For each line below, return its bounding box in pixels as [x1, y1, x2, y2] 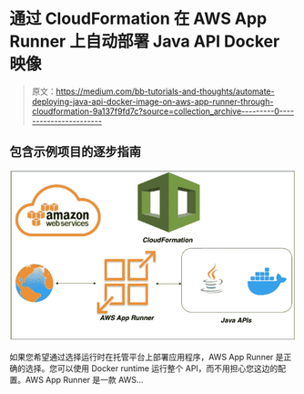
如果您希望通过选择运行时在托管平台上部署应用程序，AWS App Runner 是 [9, 352, 284, 363]
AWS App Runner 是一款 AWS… [25, 375, 144, 386]
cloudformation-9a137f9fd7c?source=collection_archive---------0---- [31, 106, 294, 117]
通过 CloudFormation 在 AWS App [9, 8, 268, 29]
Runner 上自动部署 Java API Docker [9, 31, 280, 52]
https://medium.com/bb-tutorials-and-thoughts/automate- [56, 86, 275, 97]
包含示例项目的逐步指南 [9, 144, 141, 160]
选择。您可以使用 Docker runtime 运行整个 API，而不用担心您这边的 [25, 363, 279, 374]
